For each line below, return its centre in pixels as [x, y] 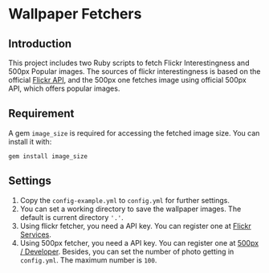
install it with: [30, 141]
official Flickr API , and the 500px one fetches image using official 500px [127, 80]
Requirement [41, 114]
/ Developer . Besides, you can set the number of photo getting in [127, 251]
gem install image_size [48, 156]
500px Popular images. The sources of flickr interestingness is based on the [134, 71]
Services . [36, 234]
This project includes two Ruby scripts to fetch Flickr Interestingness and [129, 63]
